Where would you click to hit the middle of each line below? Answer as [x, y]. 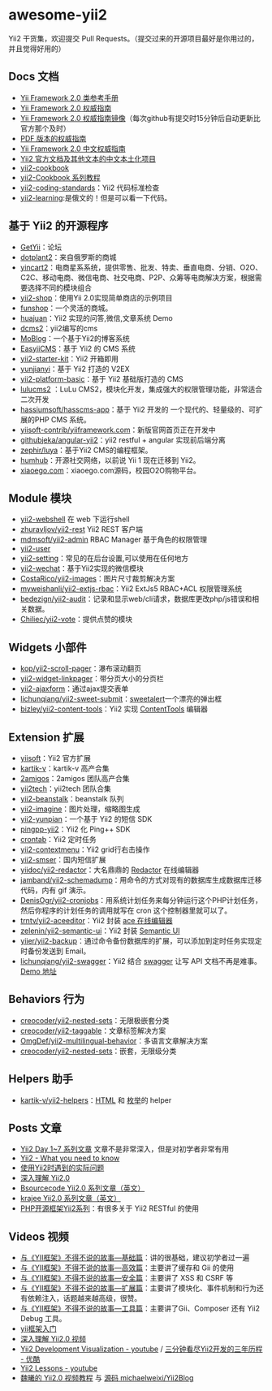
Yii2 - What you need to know [70, 1158]
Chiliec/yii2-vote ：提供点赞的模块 [76, 620]
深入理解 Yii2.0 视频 [53, 1339]
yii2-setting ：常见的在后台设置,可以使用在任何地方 [104, 559]
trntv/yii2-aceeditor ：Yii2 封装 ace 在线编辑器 [96, 920]
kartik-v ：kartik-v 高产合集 [65, 768]
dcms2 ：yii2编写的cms [59, 328]
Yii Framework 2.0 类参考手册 [69, 97]
